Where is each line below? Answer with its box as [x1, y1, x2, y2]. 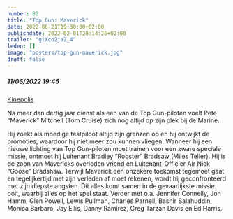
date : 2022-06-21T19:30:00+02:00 [7, 23, 105, 30]
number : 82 [7, 10, 39, 17]
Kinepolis [7, 95, 34, 104]
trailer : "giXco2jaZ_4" [7, 36, 77, 43]
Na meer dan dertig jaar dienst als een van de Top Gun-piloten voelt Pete [7, 108, 218, 117]
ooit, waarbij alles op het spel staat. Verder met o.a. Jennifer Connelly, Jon [7, 189, 222, 197]
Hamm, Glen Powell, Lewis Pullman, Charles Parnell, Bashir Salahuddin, [7, 197, 213, 205]
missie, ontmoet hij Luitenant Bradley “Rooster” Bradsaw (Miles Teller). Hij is [7, 152, 226, 160]
